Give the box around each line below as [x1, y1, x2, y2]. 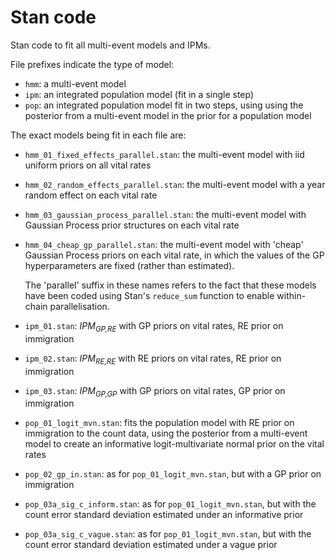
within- [276, 289, 307, 301]
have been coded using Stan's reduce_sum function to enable [24, 289, 275, 301]
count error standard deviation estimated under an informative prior [24, 509, 304, 521]
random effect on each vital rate [24, 189, 158, 201]
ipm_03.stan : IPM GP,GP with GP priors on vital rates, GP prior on [24, 384, 286, 399]
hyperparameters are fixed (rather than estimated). [24, 259, 235, 271]
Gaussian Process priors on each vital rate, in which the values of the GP [24, 249, 325, 261]
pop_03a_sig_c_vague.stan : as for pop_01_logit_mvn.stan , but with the [24, 528, 312, 540]
